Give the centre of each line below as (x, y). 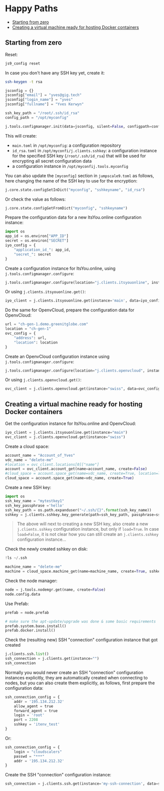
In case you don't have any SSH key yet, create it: (55, 73)
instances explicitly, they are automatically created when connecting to (76, 677)
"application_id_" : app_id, (42, 250)
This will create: (21, 136)
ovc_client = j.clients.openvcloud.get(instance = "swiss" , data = (72, 389)
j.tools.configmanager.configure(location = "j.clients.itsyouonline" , (77, 282)
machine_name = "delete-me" (34, 567)
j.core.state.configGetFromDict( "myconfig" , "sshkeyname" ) (66, 208)
